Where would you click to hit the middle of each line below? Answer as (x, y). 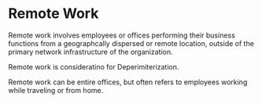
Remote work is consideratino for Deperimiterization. (94, 66)
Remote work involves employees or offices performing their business (122, 35)
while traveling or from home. (56, 90)
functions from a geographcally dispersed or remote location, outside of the (131, 43)
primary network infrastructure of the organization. (90, 51)
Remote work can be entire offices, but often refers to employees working (128, 82)
